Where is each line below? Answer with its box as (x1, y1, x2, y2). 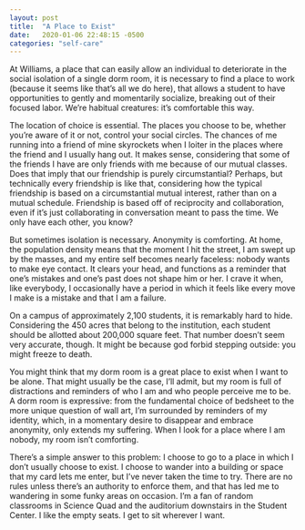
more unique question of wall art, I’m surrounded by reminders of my (9, 405, 268, 416)
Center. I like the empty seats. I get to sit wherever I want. (9, 510, 226, 521)
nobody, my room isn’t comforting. (9, 434, 139, 445)
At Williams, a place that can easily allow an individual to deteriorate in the (9, 64, 287, 75)
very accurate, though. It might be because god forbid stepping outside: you (9, 339, 296, 351)
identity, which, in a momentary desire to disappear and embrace (9, 415, 254, 426)
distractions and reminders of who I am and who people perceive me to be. (9, 386, 291, 397)
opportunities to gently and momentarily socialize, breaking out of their (9, 93, 276, 104)
